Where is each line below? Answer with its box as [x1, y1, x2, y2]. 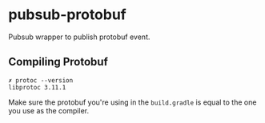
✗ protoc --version [8, 76, 74, 85]
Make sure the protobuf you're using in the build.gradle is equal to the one [8, 97, 257, 107]
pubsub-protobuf [8, 6, 126, 24]
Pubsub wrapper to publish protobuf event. [8, 32, 151, 42]
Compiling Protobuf [8, 55, 108, 69]
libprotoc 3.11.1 [8, 83, 66, 91]
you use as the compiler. [8, 105, 90, 115]
